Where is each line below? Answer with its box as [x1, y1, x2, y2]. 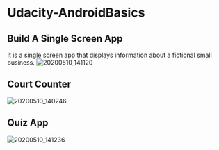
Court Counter [7, 78, 72, 90]
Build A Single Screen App [7, 33, 123, 44]
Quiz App [7, 117, 49, 129]
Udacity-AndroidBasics [7, 5, 145, 21]
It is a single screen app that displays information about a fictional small [7, 51, 212, 59]
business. [7, 58, 35, 67]
